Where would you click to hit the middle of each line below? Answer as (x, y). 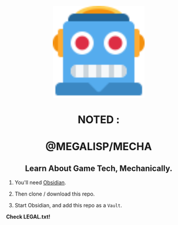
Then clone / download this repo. (55, 194)
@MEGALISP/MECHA (99, 147)
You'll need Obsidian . (40, 183)
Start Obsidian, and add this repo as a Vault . (68, 206)
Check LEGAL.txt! (28, 217)
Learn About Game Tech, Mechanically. (99, 168)
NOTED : (99, 120)
